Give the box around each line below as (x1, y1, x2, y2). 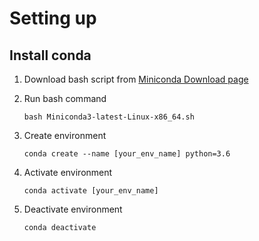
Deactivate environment (23, 203, 123, 215)
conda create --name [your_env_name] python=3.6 (23, 149, 231, 159)
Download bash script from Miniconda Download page (23, 73, 249, 85)
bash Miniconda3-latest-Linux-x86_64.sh (23, 112, 195, 122)
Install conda (9, 47, 92, 64)
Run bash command (23, 93, 107, 104)
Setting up (9, 7, 97, 30)
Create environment (23, 130, 107, 141)
